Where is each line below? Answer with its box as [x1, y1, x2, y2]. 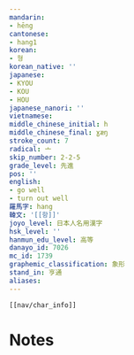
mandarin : [9, 12, 46, 22]
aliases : [9, 276, 41, 285]
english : [9, 178, 41, 187]
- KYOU [9, 79, 33, 88]
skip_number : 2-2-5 [9, 152, 81, 162]
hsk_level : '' [9, 227, 62, 235]
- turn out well [9, 194, 69, 204]
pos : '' [9, 169, 38, 178]
